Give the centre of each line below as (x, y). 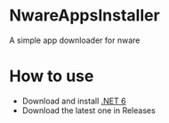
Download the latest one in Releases (89, 110)
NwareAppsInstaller (84, 16)
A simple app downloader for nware (75, 40)
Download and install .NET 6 (74, 101)
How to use (52, 76)
